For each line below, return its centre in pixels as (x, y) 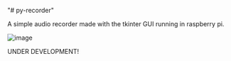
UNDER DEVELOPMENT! (43, 51)
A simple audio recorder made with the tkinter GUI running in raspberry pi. (116, 24)
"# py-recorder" (31, 10)
